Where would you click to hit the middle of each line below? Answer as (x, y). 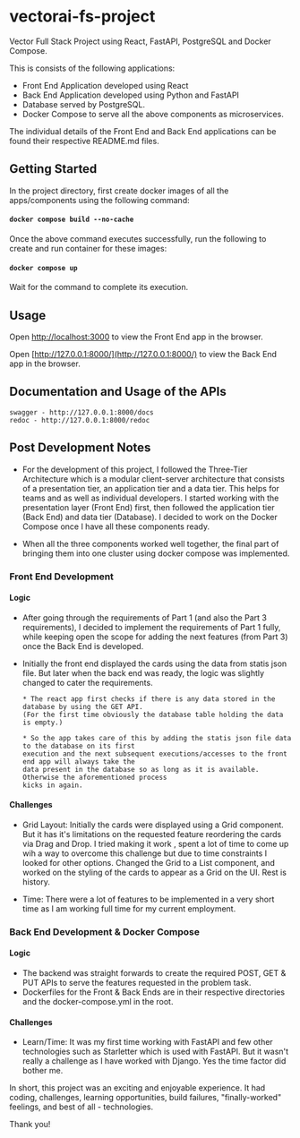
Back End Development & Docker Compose (104, 931)
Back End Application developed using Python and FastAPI (131, 95)
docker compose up (43, 268)
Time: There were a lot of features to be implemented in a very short (148, 899)
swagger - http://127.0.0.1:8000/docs (81, 412)
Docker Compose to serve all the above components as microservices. (153, 114)
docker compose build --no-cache (72, 220)
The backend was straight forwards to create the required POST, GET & (154, 973)
